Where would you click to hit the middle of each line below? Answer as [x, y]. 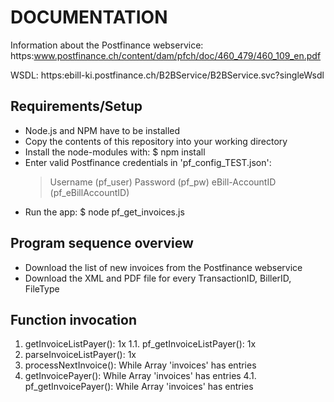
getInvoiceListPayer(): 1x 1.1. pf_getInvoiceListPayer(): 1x [140, 344]
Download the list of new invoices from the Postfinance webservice [163, 267]
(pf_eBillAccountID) [89, 192]
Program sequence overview [102, 243]
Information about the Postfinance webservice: [107, 45]
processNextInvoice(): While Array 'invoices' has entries [140, 365]
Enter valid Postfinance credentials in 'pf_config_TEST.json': [148, 162]
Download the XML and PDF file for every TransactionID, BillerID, [158, 278]
